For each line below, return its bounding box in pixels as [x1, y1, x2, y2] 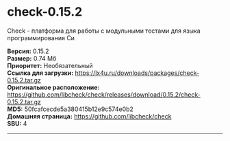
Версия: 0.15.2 [7, 47, 49, 55]
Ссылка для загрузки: [7, 69, 74, 77]
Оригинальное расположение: [7, 83, 100, 91]
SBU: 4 [7, 119, 27, 127]
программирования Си [7, 33, 75, 42]
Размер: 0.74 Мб [7, 54, 57, 62]
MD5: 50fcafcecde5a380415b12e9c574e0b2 [7, 105, 133, 113]
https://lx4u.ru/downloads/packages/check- [75, 69, 200, 77]
